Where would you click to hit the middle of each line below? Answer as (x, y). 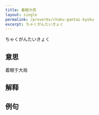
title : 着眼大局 (21, 10)
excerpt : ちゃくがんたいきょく (35, 24)
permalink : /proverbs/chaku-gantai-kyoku (50, 19)
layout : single (21, 15)
